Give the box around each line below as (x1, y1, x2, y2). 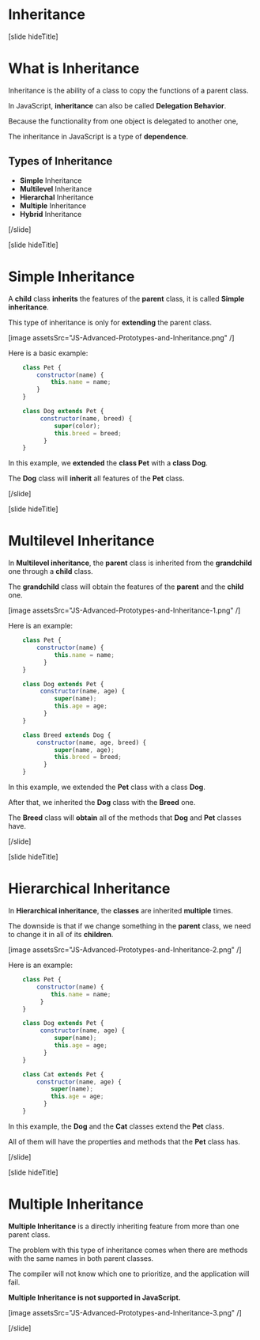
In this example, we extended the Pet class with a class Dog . (8, 782, 205, 792)
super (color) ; (54, 422, 101, 430)
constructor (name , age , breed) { (36, 738, 147, 746)
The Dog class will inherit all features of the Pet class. (8, 473, 185, 484)
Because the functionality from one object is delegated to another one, (8, 116, 239, 126)
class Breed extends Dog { (22, 731, 111, 739)
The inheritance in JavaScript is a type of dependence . (8, 131, 188, 141)
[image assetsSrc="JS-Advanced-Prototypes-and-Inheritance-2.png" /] (8, 945, 243, 955)
